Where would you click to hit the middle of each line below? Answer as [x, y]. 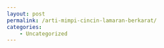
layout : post [26, 14]
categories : [24, 27]
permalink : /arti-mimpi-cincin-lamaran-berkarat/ [82, 20]
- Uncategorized [44, 34]
